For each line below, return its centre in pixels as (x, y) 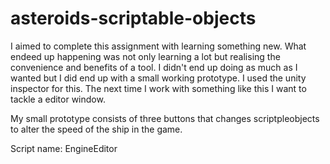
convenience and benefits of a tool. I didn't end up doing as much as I (154, 67)
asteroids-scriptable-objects (133, 18)
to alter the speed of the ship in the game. (96, 129)
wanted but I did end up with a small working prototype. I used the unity (158, 78)
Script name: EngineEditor (64, 148)
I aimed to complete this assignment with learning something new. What (158, 46)
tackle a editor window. (58, 99)
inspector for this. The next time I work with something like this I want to (158, 88)
